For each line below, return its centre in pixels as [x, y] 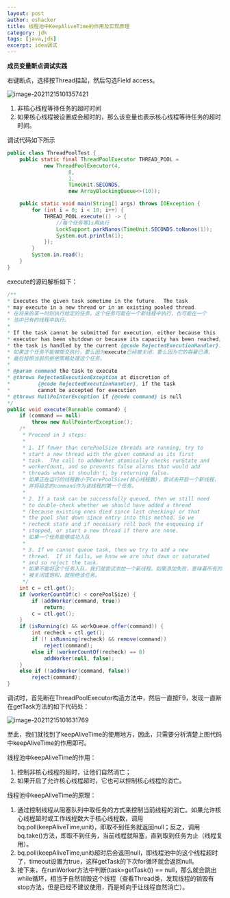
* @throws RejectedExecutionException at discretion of [88, 378]
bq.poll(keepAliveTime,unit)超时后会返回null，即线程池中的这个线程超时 [117, 853]
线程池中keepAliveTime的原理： [52, 795]
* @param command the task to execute [62, 371]
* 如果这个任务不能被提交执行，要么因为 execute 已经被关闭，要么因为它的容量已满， [110, 352]
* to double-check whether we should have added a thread [107, 505]
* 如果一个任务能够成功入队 [56, 537]
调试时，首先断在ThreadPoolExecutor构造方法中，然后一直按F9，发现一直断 [115, 698]
